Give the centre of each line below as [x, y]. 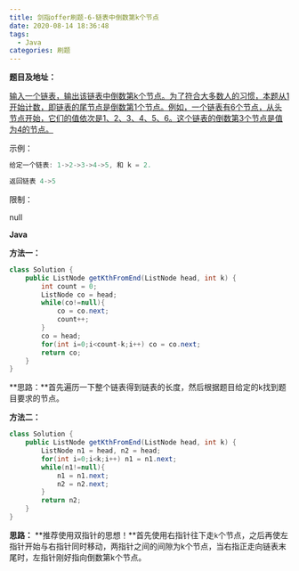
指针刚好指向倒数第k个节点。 [93, 557]
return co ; [61, 353]
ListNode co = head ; [79, 295]
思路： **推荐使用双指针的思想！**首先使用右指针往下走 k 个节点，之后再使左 [149, 534]
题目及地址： [32, 77]
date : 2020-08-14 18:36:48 [59, 26]
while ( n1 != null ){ [73, 467]
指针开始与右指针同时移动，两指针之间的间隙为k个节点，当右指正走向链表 [144, 546]
